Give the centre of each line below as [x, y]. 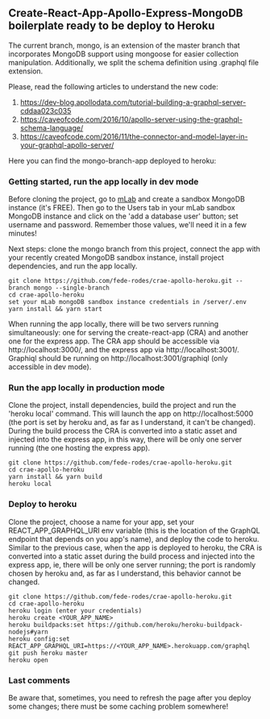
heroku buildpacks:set [46, 625]
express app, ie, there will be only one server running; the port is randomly [132, 564]
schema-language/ [52, 127]
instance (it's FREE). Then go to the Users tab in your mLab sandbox [122, 208]
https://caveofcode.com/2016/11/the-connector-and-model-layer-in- [134, 136]
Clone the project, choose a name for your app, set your [102, 522]
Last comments [39, 680]
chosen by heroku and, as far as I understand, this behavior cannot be [125, 573]
